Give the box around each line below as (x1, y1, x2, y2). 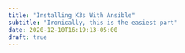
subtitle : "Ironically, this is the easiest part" (8, 19, 178, 26)
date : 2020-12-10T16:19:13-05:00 (8, 26, 118, 34)
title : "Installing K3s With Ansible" (8, 11, 135, 19)
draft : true (8, 33, 47, 41)
